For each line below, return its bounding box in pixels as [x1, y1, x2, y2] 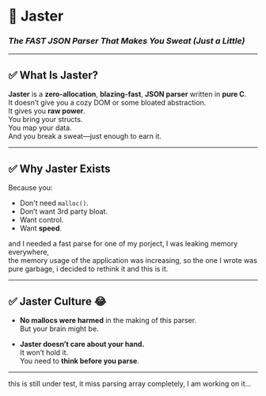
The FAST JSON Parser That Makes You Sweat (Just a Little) [8, 36, 245, 47]
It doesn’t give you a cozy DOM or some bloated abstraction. [8, 98, 207, 108]
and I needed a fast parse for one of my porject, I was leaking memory [8, 239, 238, 249]
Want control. [19, 215, 64, 225]
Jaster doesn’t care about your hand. [19, 339, 145, 348]
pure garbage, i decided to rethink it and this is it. [8, 265, 169, 274]
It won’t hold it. [19, 348, 69, 357]
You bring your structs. [8, 115, 83, 124]
